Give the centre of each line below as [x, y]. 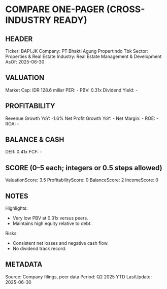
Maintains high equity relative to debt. [52, 223]
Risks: [11, 233]
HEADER [19, 39]
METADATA [24, 264]
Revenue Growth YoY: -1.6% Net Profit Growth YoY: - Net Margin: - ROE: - [82, 118]
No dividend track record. [39, 249]
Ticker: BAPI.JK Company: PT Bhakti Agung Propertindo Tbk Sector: [77, 51]
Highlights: [16, 208]
